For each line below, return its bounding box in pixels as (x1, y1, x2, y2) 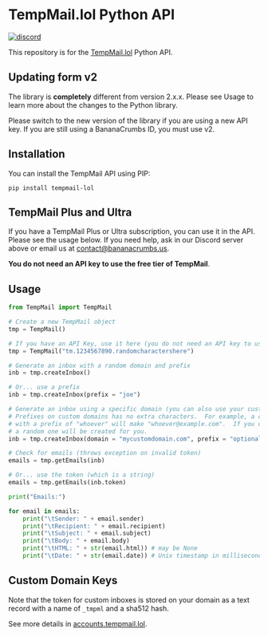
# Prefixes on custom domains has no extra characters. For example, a (8, 413, 255, 421)
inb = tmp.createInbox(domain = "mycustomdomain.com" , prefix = (8, 435, 227, 443)
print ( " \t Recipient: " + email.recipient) (22, 522, 166, 530)
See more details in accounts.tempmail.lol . (8, 618, 148, 628)
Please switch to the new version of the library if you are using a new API (8, 116, 249, 125)
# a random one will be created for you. (8, 427, 148, 436)
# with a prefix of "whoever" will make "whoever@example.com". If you (8, 420, 255, 428)
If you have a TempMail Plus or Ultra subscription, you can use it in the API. (8, 227, 255, 236)
